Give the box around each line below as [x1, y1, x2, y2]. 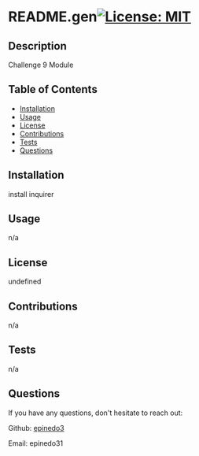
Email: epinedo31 [8, 438, 64, 448]
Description [8, 39, 67, 53]
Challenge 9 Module [8, 60, 74, 69]
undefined [8, 276, 42, 287]
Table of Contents [8, 83, 98, 96]
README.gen [8, 8, 98, 26]
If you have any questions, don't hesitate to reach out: [8, 408, 183, 417]
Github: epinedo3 [8, 423, 64, 432]
